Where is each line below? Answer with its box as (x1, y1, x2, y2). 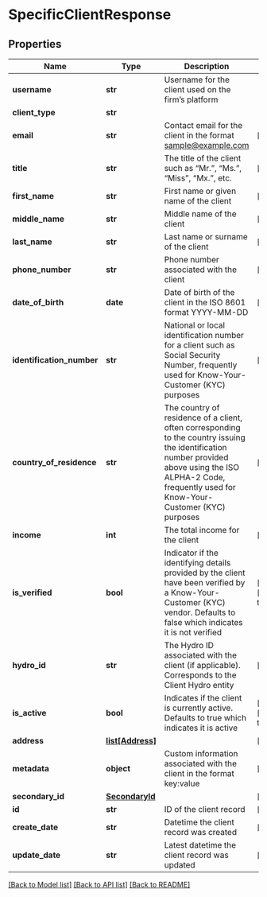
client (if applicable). (164, 660, 241, 670)
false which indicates (164, 617, 243, 627)
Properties (8, 37, 62, 51)
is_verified (12, 587, 52, 598)
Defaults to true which (164, 713, 247, 723)
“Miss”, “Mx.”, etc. (164, 173, 232, 184)
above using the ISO (164, 462, 240, 472)
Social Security (164, 350, 221, 360)
